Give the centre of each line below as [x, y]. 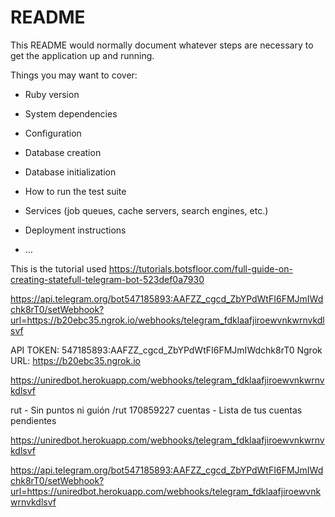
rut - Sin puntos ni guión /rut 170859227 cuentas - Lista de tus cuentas [156, 410]
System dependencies [71, 113]
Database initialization [70, 172]
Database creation [63, 152]
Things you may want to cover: [74, 75]
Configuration [53, 133]
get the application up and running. [82, 55]
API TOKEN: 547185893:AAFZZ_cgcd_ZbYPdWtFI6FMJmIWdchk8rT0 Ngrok [166, 350]
